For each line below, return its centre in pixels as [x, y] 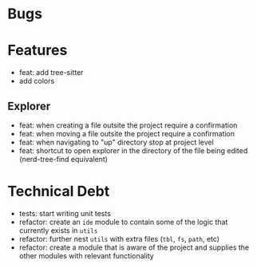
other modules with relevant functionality [87, 255]
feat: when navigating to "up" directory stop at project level [117, 142]
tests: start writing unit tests [65, 213]
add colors [37, 81]
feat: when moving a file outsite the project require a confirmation [127, 133]
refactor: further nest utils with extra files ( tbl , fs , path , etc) [119, 238]
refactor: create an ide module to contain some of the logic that [123, 222]
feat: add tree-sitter [51, 73]
